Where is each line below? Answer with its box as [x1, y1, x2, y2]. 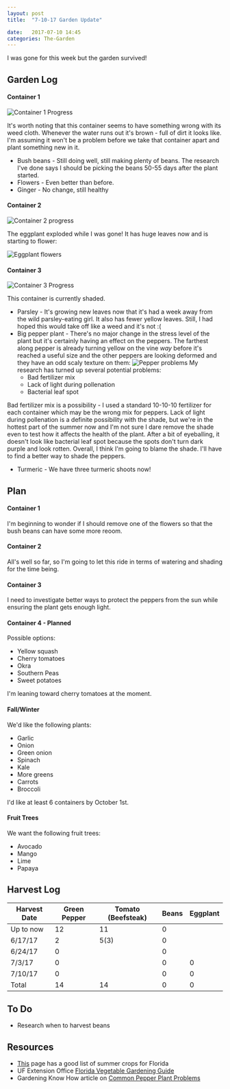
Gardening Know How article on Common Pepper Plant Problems [16, 1074, 201, 1082]
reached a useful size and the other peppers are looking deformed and [16, 351, 217, 360]
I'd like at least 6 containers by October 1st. [7, 798, 129, 806]
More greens [16, 770, 53, 778]
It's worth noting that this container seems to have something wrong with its [7, 121, 221, 129]
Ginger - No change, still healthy [16, 186, 109, 194]
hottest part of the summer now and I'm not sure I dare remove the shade [7, 423, 214, 431]
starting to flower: [7, 237, 57, 245]
